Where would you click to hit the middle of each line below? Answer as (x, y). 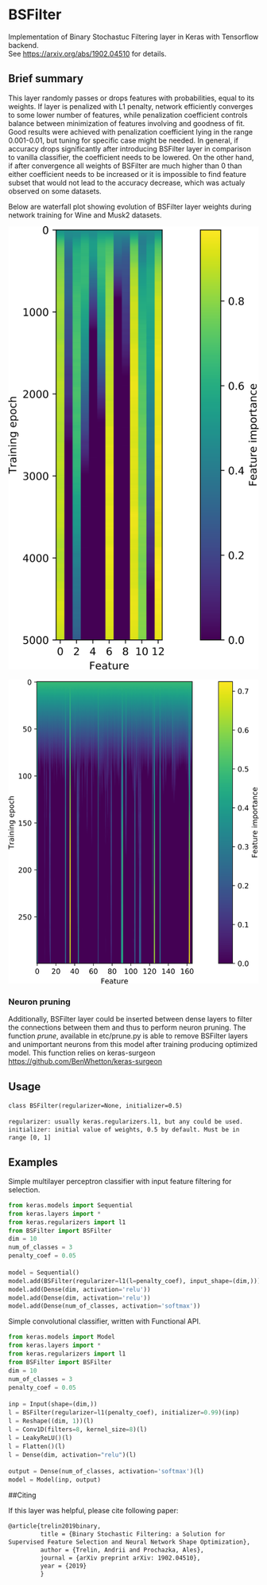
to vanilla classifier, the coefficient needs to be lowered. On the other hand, (131, 157)
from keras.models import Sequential (71, 1205)
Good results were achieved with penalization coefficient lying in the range (130, 131)
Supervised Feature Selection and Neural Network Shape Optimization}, (129, 1542)
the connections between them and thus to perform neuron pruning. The (127, 1028)
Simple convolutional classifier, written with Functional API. (104, 1321)
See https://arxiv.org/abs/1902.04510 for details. (87, 53)
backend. (23, 45)
